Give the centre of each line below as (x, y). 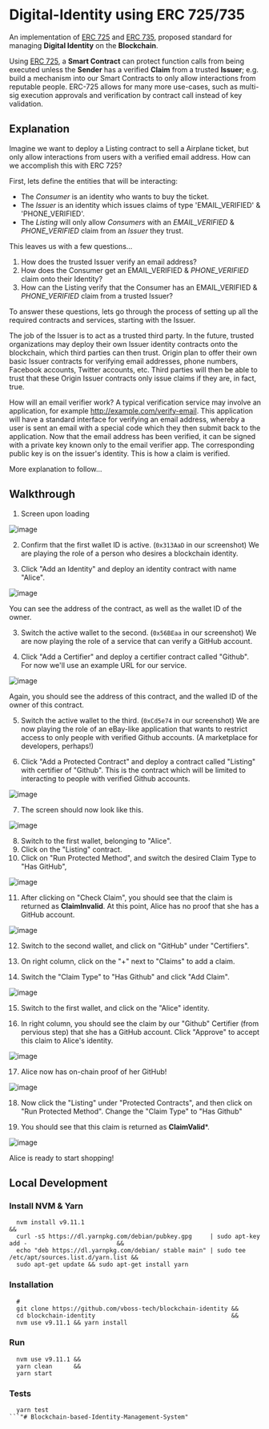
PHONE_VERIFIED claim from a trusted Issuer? (96, 295)
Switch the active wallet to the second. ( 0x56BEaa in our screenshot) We (139, 633)
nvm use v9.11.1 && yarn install (72, 1322)
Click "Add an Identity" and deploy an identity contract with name (128, 568)
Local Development (58, 1183)
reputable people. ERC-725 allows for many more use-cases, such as (124, 87)
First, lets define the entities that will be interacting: (94, 181)
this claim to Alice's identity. (67, 1040)
